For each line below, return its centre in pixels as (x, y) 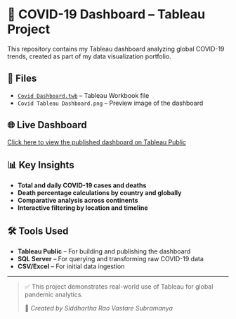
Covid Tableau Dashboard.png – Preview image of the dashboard (110, 103)
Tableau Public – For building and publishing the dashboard (104, 251)
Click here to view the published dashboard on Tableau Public (97, 142)
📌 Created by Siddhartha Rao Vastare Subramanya (99, 308)
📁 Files (22, 79)
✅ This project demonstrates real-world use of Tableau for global (119, 287)
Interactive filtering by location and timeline (83, 208)
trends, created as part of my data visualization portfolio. (90, 56)
